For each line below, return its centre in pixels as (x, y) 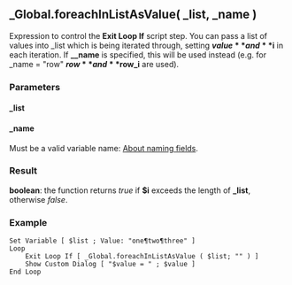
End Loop (25, 272)
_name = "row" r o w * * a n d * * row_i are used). (94, 64)
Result (23, 171)
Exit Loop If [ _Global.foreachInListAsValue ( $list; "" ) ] (142, 257)
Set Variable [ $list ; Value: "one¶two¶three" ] (103, 241)
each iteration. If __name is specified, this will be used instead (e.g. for (138, 54)
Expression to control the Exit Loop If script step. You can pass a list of (138, 35)
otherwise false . (38, 199)
